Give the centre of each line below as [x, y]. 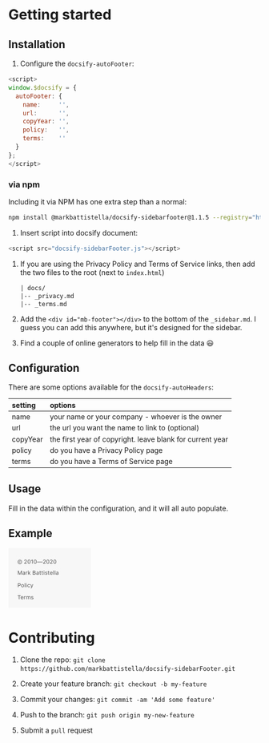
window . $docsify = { [43, 87]
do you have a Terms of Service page [111, 462]
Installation [37, 44]
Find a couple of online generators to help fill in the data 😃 [117, 343]
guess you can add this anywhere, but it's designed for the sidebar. [131, 327]
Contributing [52, 638]
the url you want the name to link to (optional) [124, 428]
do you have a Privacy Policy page [106, 450]
